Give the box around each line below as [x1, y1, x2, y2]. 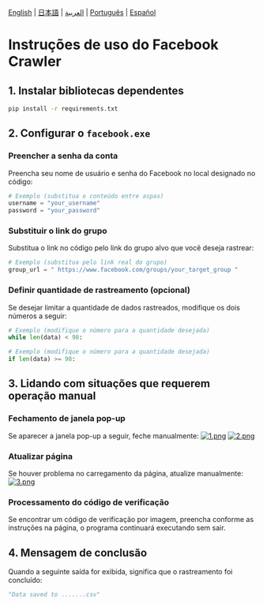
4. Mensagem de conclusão [8, 546, 148, 559]
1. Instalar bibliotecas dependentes [8, 84, 184, 97]
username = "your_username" [8, 199, 101, 208]
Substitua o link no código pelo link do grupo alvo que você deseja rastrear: [8, 243, 254, 253]
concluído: [8, 576, 43, 585]
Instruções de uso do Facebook [8, 36, 219, 54]
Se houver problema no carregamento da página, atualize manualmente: [8, 469, 243, 479]
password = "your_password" [8, 207, 101, 215]
